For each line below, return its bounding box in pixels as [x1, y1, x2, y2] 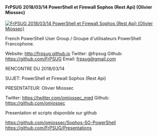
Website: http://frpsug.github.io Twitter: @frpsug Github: [5, 51, 123, 57]
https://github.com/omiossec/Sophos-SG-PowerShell [5, 119, 116, 125]
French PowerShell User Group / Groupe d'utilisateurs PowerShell [5, 36, 141, 42]
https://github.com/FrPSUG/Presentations [5, 125, 92, 131]
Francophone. [5, 41, 34, 47]
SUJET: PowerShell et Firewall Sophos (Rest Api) [5, 75, 107, 81]
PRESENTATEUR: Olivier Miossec [5, 85, 74, 91]
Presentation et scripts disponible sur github [5, 110, 97, 116]
